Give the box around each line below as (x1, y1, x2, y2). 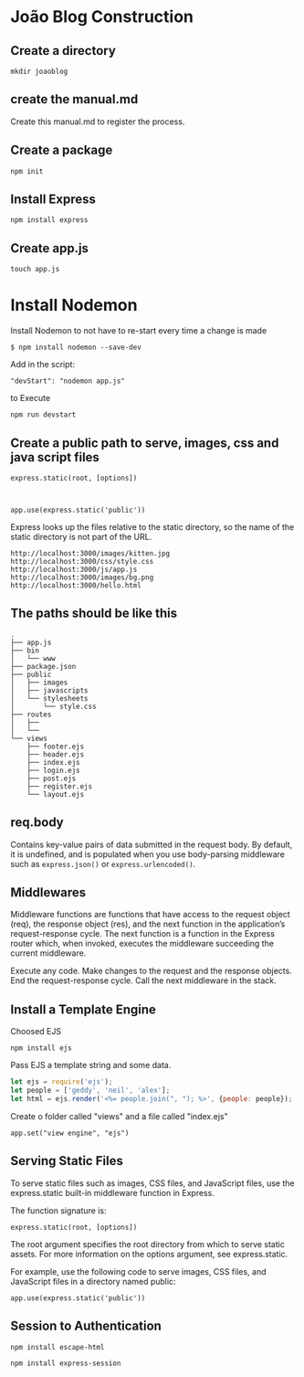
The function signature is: (10, 1204, 108, 1216)
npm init (10, 166, 44, 175)
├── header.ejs (26, 749, 85, 759)
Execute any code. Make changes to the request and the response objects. (10, 966, 293, 977)
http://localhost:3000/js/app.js (10, 565, 138, 574)
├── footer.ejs (26, 742, 85, 751)
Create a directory (10, 43, 117, 58)
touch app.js (10, 265, 60, 274)
